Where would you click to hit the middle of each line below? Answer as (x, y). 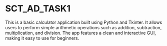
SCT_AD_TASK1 (38, 9)
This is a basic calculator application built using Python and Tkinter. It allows (84, 22)
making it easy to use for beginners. (42, 38)
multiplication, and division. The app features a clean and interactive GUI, (80, 33)
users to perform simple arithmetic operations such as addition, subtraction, (83, 27)
